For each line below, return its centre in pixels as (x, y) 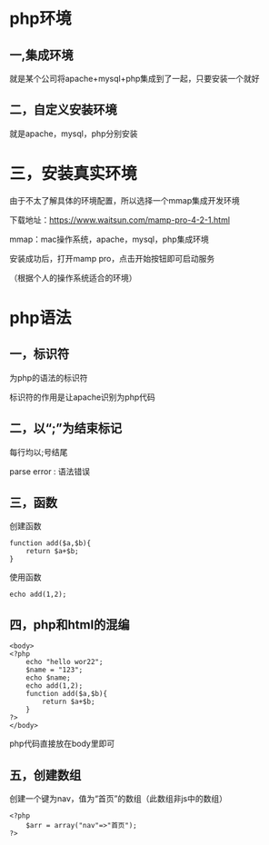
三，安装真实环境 (74, 174)
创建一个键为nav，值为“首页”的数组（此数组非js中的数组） (118, 799)
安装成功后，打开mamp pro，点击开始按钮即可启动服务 (112, 258)
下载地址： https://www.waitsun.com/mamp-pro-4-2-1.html (120, 220)
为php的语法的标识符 (49, 377)
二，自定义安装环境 (63, 110)
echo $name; (48, 678)
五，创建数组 (45, 775)
